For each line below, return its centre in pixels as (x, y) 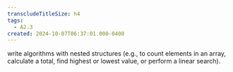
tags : (15, 20)
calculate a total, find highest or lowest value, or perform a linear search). (114, 61)
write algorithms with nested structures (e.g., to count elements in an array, (117, 54)
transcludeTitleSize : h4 (44, 14)
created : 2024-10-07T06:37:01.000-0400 (66, 34)
